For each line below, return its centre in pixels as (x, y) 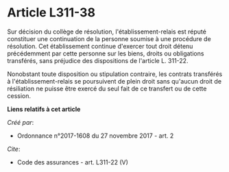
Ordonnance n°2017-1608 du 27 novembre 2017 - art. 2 (95, 136)
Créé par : (21, 122)
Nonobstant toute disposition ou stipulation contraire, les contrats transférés (115, 74)
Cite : (14, 149)
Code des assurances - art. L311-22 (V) (73, 162)
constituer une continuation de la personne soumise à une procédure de (109, 38)
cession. (19, 96)
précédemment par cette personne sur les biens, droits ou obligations (106, 53)
